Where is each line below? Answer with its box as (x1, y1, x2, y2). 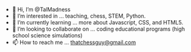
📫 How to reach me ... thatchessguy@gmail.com (12, 39, 137, 46)
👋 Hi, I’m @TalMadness (12, 6, 71, 13)
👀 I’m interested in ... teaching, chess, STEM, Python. (12, 12, 146, 20)
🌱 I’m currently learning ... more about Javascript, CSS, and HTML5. (12, 19, 184, 26)
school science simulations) (12, 32, 83, 39)
